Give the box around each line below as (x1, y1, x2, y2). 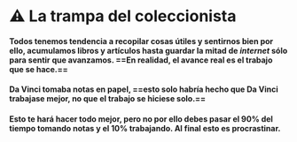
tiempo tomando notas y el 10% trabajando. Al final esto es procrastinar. (9, 123, 281, 133)
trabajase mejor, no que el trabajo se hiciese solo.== (9, 93, 207, 104)
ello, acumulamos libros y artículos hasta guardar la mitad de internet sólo (9, 45, 288, 56)
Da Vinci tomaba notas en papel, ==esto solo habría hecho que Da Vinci (9, 84, 279, 94)
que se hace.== (9, 64, 68, 74)
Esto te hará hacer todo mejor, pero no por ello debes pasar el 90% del (9, 113, 273, 124)
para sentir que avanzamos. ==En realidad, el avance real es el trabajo (9, 55, 273, 65)
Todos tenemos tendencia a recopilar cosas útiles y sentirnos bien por (9, 35, 274, 46)
